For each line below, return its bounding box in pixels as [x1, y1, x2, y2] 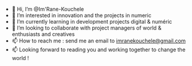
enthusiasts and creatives [11, 31, 75, 38]
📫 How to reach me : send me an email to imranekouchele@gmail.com [11, 37, 186, 44]
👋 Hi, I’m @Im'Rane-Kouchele [11, 6, 84, 12]
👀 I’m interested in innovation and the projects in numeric [11, 12, 152, 19]
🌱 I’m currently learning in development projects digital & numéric [11, 18, 172, 25]
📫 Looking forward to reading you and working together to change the [11, 46, 186, 53]
